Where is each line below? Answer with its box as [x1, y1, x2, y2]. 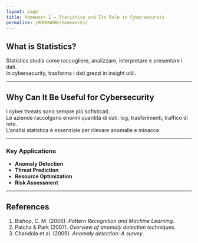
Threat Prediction [14, 166, 59, 174]
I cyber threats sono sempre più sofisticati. [6, 108, 110, 115]
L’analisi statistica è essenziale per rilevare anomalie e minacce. [6, 127, 161, 133]
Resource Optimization [14, 173, 72, 180]
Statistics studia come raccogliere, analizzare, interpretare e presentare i [6, 57, 183, 64]
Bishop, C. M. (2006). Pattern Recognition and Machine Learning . [14, 218, 175, 225]
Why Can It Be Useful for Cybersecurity [6, 92, 154, 102]
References [6, 202, 49, 212]
